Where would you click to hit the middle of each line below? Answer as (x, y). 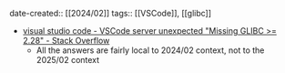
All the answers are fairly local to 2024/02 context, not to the (150, 50)
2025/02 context (68, 60)
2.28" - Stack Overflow (66, 41)
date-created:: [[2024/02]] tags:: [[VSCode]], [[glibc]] (111, 13)
